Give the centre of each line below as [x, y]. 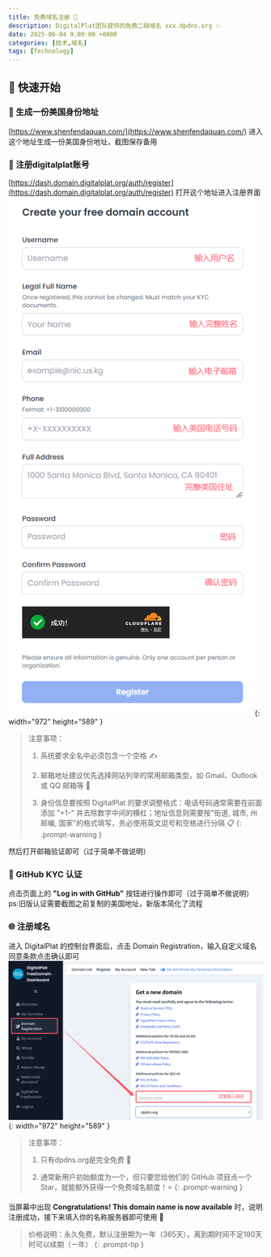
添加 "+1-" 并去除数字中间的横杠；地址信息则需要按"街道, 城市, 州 [149, 813]
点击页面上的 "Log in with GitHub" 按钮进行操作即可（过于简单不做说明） [131, 894]
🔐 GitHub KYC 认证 [45, 874]
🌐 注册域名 [30, 926]
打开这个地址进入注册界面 [218, 192]
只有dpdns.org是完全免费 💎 [86, 1160]
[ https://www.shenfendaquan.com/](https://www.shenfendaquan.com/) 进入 [136, 131]
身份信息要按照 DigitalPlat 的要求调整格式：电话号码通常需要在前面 [151, 803]
